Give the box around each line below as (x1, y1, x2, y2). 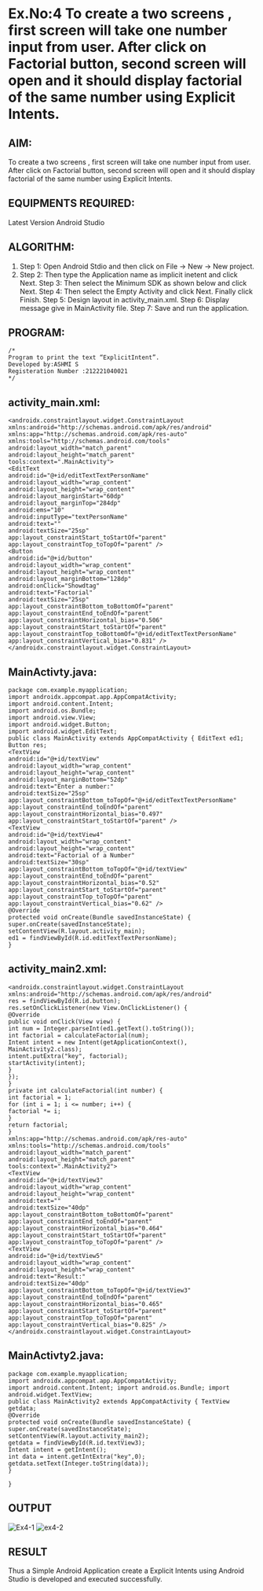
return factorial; (8, 1121, 68, 1129)
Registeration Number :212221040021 (8, 368, 128, 376)
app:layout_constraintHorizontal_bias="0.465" (8, 1300, 163, 1308)
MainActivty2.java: (8, 1349, 104, 1363)
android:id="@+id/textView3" (8, 1176, 104, 1184)
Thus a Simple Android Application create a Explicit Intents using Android (8, 1566, 245, 1575)
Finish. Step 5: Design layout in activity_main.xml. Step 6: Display (19, 294, 230, 304)
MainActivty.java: (8, 665, 97, 679)
